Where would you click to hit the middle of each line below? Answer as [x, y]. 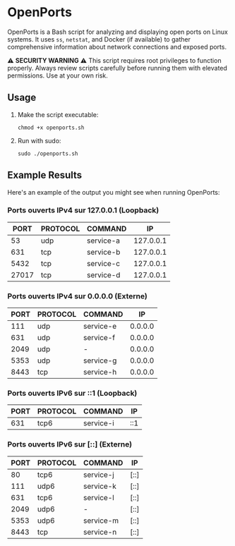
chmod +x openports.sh [51, 128]
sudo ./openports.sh [48, 153]
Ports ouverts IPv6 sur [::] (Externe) [70, 444]
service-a [104, 241]
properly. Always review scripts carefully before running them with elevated [117, 68]
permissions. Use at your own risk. [58, 75]
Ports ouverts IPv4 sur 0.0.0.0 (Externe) [78, 296]
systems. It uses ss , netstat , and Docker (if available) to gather [99, 39]
